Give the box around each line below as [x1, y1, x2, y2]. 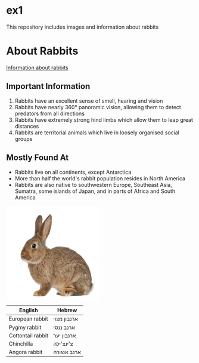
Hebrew [57, 307, 77, 313]
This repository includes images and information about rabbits [6, 23, 159, 30]
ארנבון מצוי [53, 315, 79, 322]
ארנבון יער [53, 332, 76, 339]
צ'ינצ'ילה [53, 340, 73, 347]
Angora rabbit [8, 349, 43, 356]
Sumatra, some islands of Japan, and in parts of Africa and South [14, 187, 176, 195]
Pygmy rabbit [8, 324, 42, 331]
